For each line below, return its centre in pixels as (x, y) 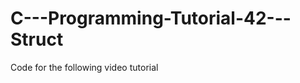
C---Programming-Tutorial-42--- (151, 18)
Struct (37, 39)
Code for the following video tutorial (84, 67)
